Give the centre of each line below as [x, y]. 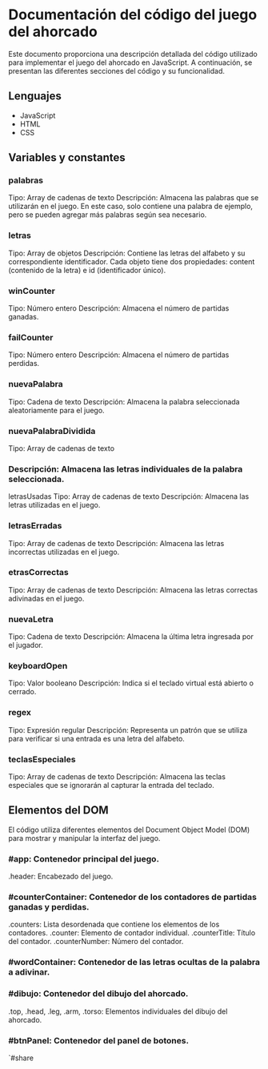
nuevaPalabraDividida [52, 431]
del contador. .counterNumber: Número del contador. [96, 942]
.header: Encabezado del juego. [61, 876]
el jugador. [26, 645]
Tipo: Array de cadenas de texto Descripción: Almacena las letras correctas [133, 589]
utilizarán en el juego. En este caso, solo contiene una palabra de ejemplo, [131, 207]
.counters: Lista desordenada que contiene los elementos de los [114, 924]
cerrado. [22, 692]
